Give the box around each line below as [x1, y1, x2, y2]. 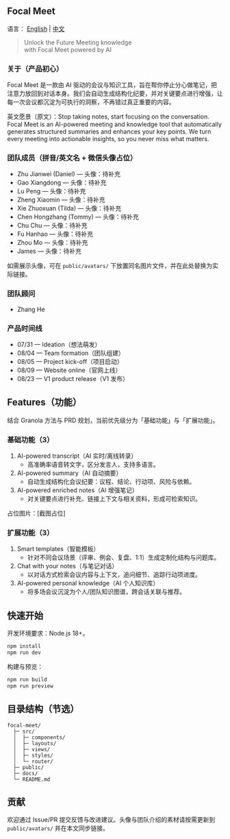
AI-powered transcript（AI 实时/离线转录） [16, 452, 138, 460]
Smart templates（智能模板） [16, 545, 100, 553]
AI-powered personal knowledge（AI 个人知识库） [16, 579, 159, 587]
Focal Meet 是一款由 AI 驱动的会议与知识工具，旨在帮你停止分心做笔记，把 [7, 81, 218, 89]
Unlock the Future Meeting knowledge [23, 38, 132, 47]
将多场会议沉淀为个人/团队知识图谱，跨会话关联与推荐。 [27, 587, 186, 596]
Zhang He [16, 305, 46, 313]
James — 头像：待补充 [16, 247, 82, 256]
